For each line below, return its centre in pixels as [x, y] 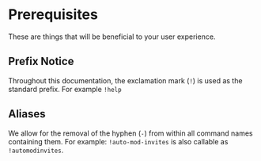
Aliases [27, 114]
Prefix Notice [41, 61]
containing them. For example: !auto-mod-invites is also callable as [118, 141]
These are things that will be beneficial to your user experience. [112, 36]
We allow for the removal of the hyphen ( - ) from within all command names [130, 133]
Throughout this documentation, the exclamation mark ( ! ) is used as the [125, 80]
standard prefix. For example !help [65, 89]
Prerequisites [53, 15]
